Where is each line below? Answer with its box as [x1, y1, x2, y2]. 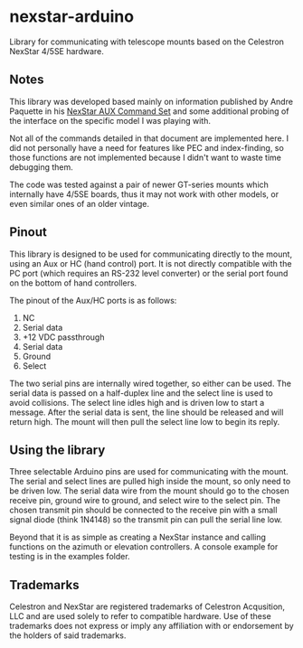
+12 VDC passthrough [22, 332, 105, 343]
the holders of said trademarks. [9, 630, 127, 641]
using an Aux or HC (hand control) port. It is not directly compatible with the [9, 258, 292, 268]
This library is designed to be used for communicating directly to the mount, [9, 249, 292, 259]
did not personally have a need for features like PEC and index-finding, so [9, 142, 285, 153]
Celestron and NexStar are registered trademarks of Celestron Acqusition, [9, 601, 285, 612]
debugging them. [9, 161, 74, 173]
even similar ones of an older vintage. [9, 198, 150, 209]
